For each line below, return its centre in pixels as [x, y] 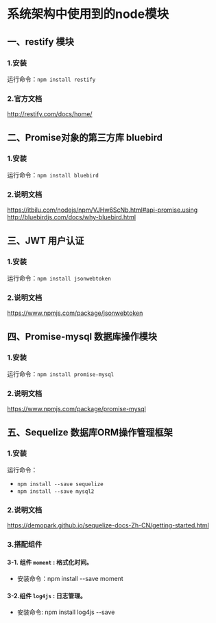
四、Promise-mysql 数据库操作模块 [82, 337]
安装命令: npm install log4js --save [66, 612]
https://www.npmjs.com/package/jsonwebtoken [75, 313]
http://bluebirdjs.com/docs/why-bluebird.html [71, 217]
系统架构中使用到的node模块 [88, 14]
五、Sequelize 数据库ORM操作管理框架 [90, 432]
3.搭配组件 [25, 545]
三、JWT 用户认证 [46, 240]
